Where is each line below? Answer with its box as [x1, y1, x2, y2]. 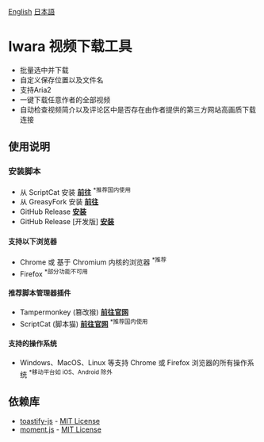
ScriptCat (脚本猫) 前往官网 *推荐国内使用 [19, 318, 148, 329]
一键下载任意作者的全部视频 [19, 94, 111, 105]
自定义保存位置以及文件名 [19, 74, 104, 85]
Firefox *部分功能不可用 [19, 268, 89, 279]
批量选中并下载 [19, 65, 69, 74]
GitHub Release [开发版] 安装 [19, 217, 115, 227]
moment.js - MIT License [19, 425, 101, 434]
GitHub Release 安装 [19, 207, 87, 216]
